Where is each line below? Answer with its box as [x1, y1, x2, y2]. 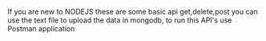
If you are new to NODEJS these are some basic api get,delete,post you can [7, 7, 258, 16]
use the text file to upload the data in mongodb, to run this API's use [7, 15, 232, 25]
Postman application [7, 24, 75, 33]
